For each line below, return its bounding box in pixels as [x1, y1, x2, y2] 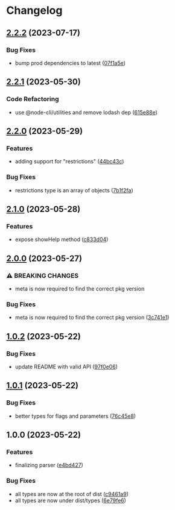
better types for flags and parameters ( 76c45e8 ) [14, 412, 136, 420]
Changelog [6, 4, 63, 17]
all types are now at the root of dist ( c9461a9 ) [14, 490, 129, 497]
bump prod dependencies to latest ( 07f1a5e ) [14, 59, 126, 66]
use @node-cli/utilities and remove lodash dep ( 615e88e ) [14, 109, 158, 116]
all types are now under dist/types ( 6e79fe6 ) [14, 497, 127, 504]
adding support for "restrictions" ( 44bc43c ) [14, 158, 124, 165]
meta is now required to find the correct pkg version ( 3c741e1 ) [14, 314, 170, 321]
